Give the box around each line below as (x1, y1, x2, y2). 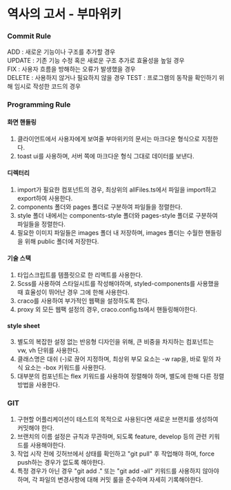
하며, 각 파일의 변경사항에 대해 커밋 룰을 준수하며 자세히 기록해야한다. (17, 475, 203, 483)
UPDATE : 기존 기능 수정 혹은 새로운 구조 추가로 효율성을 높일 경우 (7, 57, 185, 65)
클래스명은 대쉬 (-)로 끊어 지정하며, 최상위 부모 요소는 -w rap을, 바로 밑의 (17, 355, 214, 363)
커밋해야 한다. (17, 423, 55, 431)
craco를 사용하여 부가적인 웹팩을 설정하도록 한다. (17, 297, 150, 305)
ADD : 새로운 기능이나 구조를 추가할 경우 (7, 48, 116, 56)
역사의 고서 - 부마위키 (7, 6, 122, 22)
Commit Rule (7, 32, 52, 41)
